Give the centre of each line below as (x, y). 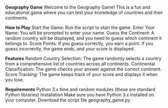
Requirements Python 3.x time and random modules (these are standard (80, 89)
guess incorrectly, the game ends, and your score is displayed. (70, 49)
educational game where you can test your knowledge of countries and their (84, 12)
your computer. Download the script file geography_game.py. (68, 100)
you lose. (15, 80)
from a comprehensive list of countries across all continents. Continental (80, 64)
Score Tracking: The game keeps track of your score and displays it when (81, 74)
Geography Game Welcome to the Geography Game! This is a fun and (78, 7)
